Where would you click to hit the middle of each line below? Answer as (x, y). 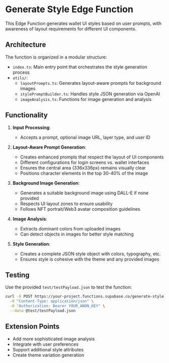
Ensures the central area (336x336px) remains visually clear (83, 168)
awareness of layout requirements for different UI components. (71, 28)
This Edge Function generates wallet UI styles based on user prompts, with (83, 23)
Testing (17, 275)
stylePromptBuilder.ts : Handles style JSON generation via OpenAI (90, 94)
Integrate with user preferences (46, 344)
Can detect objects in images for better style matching (77, 234)
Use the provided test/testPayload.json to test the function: (69, 287)
